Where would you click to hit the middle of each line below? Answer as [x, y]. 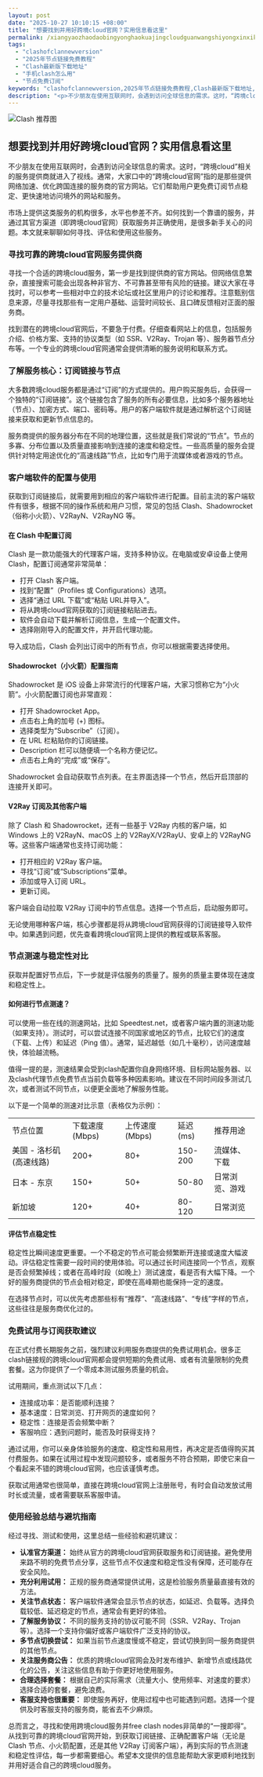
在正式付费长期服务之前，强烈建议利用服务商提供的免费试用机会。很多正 [124, 1349]
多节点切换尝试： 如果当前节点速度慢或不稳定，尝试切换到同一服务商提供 [137, 1640]
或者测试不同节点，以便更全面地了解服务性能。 [97, 1089]
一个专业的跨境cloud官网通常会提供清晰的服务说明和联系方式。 [130, 348]
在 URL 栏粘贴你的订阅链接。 [66, 741]
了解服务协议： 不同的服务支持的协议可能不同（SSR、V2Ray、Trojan [130, 1621]
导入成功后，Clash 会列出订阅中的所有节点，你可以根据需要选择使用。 [121, 646]
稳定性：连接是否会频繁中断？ [67, 1422]
